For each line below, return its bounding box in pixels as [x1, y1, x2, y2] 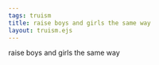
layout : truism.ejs [8, 26, 73, 34]
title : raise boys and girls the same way [8, 19, 151, 27]
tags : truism [8, 11, 52, 20]
